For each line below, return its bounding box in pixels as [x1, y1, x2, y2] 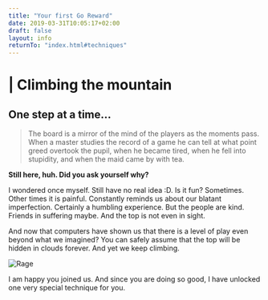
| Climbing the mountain [8, 76, 173, 94]
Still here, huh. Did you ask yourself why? [8, 170, 149, 180]
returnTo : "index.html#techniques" [8, 42, 128, 50]
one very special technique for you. [8, 283, 126, 293]
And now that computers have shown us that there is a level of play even [8, 226, 249, 236]
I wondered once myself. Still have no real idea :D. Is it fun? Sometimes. [8, 186, 245, 195]
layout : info [8, 34, 52, 42]
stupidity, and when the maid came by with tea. [27, 154, 185, 164]
